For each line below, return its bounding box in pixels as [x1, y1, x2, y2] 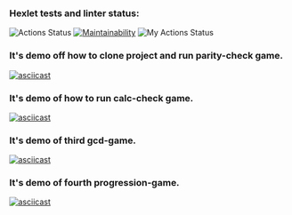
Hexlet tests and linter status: [9, 7, 140, 20]
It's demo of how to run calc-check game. [9, 92, 194, 104]
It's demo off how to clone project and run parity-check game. [9, 50, 283, 62]
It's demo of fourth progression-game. [9, 177, 180, 189]
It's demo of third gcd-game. [9, 134, 136, 147]
